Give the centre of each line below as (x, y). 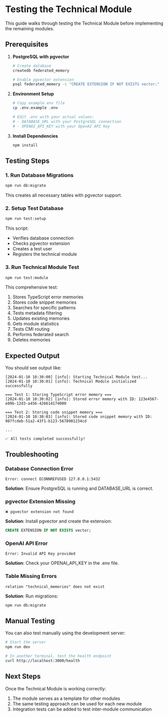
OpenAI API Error (26, 543)
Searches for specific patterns (44, 308)
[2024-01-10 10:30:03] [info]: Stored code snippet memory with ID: (79, 417)
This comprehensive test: (32, 287)
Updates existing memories (41, 318)
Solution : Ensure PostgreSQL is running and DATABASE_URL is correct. (79, 488)
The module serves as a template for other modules (66, 698)
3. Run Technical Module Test (42, 267)
